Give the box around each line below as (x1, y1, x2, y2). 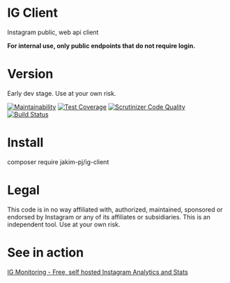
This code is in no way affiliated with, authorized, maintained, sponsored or (7, 205, 223, 214)
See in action (7, 245, 84, 260)
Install (7, 135, 44, 151)
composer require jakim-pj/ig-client (7, 157, 109, 166)
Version (7, 66, 54, 82)
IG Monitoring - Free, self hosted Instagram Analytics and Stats (7, 268, 188, 276)
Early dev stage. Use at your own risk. (7, 89, 116, 97)
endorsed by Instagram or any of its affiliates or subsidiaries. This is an (7, 212, 210, 221)
